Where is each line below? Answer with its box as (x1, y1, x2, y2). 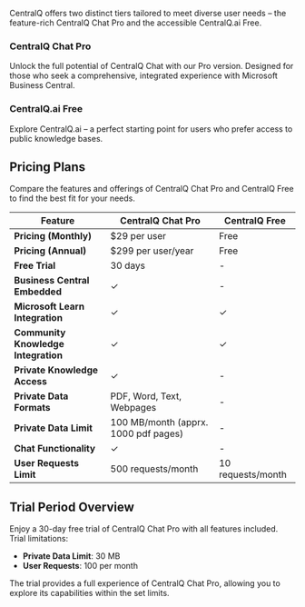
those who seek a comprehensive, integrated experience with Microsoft (9, 70, 279, 81)
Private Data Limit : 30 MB (22, 551, 121, 562)
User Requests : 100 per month (22, 561, 139, 572)
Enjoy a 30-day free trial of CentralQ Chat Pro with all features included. (9, 523, 279, 534)
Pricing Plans (9, 159, 86, 174)
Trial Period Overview (9, 499, 134, 514)
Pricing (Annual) (14, 244, 87, 257)
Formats (14, 402, 51, 414)
